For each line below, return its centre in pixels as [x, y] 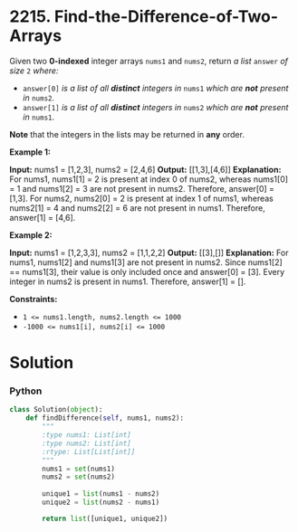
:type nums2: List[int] [87, 443]
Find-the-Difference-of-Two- [166, 17]
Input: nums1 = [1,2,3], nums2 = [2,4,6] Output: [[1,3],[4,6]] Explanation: [145, 169]
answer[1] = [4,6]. [43, 217]
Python [26, 391]
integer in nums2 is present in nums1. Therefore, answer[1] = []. [128, 281]
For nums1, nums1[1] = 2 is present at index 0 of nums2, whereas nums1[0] [149, 179]
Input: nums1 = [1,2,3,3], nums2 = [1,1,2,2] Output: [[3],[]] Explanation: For [149, 252]
